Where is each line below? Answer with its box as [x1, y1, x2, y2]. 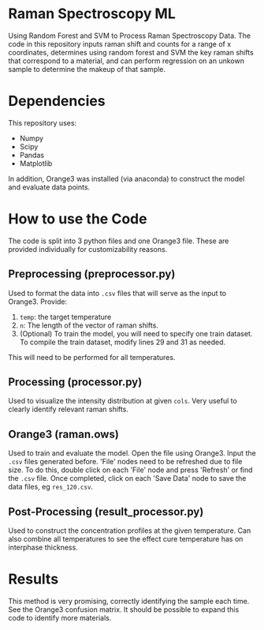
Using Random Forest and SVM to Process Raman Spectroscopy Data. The [8, 31, 251, 40]
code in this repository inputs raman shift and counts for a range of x [8, 39, 232, 48]
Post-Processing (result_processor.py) [8, 504, 204, 518]
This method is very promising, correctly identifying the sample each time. [8, 597, 250, 606]
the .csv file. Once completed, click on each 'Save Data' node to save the [8, 474, 247, 483]
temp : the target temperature [19, 312, 112, 321]
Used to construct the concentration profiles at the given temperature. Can [8, 526, 251, 535]
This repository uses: [8, 118, 77, 127]
